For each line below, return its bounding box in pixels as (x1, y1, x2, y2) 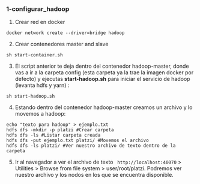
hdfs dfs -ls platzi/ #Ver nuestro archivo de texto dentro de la (6, 143, 176, 149)
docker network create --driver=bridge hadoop (6, 30, 125, 36)
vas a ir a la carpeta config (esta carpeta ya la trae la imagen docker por (14, 69, 194, 76)
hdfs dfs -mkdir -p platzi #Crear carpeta (6, 127, 114, 133)
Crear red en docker (14, 19, 65, 26)
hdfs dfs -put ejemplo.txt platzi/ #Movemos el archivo (6, 137, 149, 144)
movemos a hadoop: (14, 110, 66, 117)
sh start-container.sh (6, 52, 63, 58)
